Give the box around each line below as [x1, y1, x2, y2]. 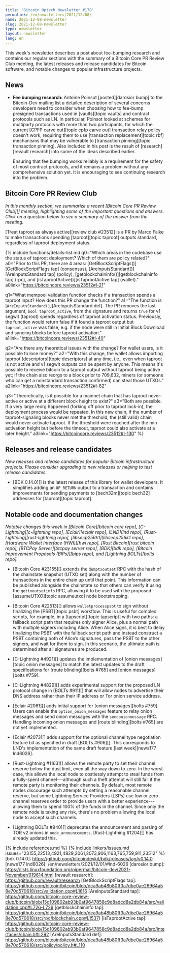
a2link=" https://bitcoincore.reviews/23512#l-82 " [5, 383, 107, 389]
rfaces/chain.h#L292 [5, 932, 49, 938]
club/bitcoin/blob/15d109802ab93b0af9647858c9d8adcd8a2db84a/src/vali [5, 899, 164, 905]
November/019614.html [5, 872, 54, 878]
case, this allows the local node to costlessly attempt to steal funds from [12, 771, 164, 777]
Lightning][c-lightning [5, 529, 51, 535]
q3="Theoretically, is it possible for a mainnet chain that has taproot [5, 392, 147, 398]
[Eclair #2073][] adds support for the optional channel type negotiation [12, 734, 161, 740]
